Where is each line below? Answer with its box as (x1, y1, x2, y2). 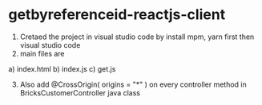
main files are (19, 49, 66, 58)
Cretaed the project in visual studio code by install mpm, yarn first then (19, 32, 255, 41)
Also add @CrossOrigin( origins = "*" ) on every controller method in (19, 80, 247, 89)
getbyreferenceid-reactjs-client (8, 6, 226, 24)
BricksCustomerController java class (19, 87, 140, 97)
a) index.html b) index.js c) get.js (8, 64, 116, 73)
